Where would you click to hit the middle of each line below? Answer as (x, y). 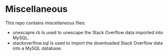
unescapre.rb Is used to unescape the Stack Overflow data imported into (88, 32)
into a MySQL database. (37, 48)
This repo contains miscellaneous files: (46, 23)
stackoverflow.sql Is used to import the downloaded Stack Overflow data (88, 43)
